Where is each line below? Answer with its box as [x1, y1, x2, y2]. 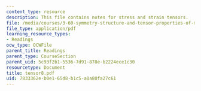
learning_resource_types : [6, 31, 71, 37]
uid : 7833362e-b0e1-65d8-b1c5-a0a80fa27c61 [6, 75, 117, 81]
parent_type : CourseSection [6, 53, 77, 59]
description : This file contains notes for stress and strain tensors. [6, 14, 188, 20]
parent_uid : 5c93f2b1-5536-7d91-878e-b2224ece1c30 [6, 59, 135, 65]
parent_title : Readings [6, 48, 66, 54]
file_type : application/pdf [6, 25, 77, 32]
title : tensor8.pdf [6, 70, 55, 76]
